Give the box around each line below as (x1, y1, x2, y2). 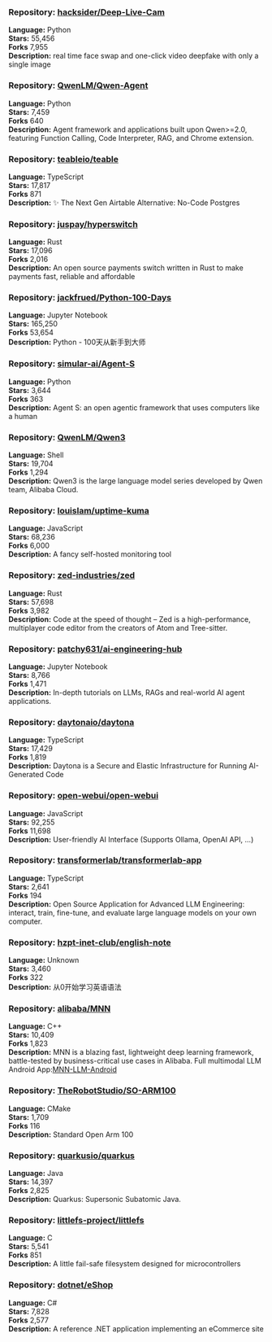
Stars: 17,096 (8, 246, 53, 256)
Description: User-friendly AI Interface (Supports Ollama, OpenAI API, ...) (8, 834, 254, 844)
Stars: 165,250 (8, 319, 58, 329)
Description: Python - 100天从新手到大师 (8, 337, 146, 348)
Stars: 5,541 (8, 1242, 50, 1252)
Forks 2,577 (8, 1315, 50, 1325)
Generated (8, 770, 45, 780)
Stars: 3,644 (8, 385, 51, 395)
